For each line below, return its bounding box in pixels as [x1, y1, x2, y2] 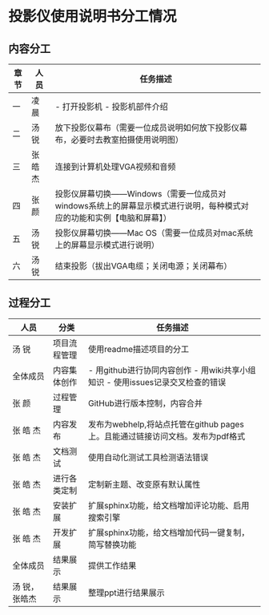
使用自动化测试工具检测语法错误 [87, 451, 209, 463]
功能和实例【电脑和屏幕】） [70, 212, 172, 223]
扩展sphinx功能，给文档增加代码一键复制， [87, 527, 250, 538]
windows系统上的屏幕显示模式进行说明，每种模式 [54, 200, 242, 211]
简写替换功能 [87, 539, 137, 550]
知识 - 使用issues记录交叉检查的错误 [87, 376, 227, 387]
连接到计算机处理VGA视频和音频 [54, 161, 176, 172]
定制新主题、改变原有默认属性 [87, 479, 201, 490]
